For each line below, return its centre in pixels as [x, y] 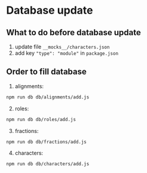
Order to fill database [46, 72]
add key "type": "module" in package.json [66, 53]
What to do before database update [74, 33]
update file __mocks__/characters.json [62, 47]
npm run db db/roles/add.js [41, 119]
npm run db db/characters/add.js [48, 164]
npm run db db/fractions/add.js [46, 142]
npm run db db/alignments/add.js [48, 97]
